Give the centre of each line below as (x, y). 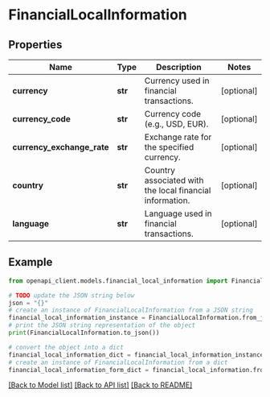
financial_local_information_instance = (77, 318)
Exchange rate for (178, 137)
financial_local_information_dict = (70, 355)
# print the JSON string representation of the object (102, 325)
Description (179, 67)
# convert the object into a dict (66, 347)
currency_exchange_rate (61, 147)
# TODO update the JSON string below (72, 296)
